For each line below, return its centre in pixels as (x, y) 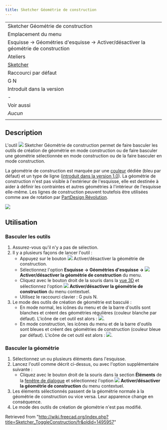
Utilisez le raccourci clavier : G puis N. (59, 297)
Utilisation (21, 222)
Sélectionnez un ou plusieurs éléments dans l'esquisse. (69, 359)
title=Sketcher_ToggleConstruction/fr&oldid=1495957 (60, 422)
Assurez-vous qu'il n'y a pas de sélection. (55, 248)
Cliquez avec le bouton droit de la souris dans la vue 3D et (80, 281)
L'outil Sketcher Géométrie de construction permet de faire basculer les (82, 145)
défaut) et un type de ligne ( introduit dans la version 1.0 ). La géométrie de (81, 176)
